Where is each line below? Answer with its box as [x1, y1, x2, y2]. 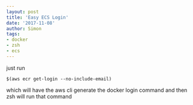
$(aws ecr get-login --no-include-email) [6, 76, 112, 82]
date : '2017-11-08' [6, 20, 55, 26]
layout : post [6, 8, 39, 15]
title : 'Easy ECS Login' [6, 14, 69, 20]
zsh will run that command [6, 92, 72, 100]
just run [6, 64, 25, 71]
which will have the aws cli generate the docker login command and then [6, 86, 188, 94]
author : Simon [6, 25, 42, 32]
